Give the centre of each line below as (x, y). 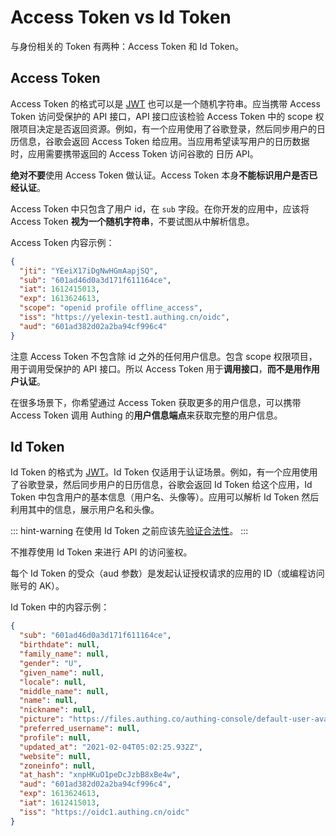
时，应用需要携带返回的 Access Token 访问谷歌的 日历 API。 (134, 153)
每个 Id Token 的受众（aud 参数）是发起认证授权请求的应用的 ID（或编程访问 (167, 573)
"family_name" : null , (64, 654)
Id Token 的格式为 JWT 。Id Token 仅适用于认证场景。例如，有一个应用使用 (164, 472)
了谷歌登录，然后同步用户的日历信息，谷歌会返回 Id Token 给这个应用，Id (161, 485)
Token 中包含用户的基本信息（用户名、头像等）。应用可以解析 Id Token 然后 (165, 497)
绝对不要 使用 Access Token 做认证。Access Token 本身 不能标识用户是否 (160, 175)
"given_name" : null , (62, 672)
